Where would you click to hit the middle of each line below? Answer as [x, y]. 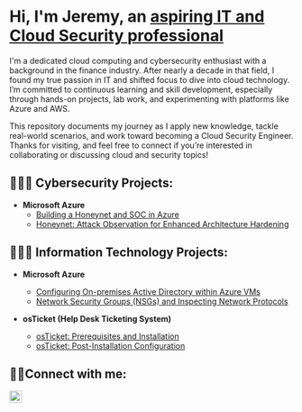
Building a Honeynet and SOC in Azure [108, 215]
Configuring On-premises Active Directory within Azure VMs [148, 291]
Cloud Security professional [116, 36]
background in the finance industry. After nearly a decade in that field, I [142, 70]
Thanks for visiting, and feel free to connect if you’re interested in [131, 145]
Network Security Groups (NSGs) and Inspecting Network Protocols [162, 301]
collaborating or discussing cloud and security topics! [109, 154]
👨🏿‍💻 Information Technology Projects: [119, 253]
